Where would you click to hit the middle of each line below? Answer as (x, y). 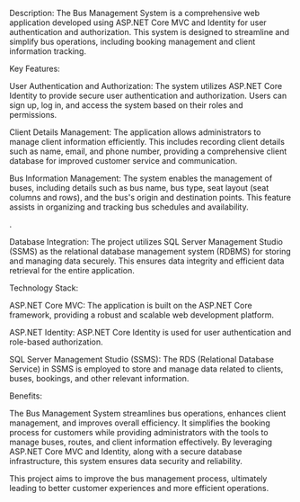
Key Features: (35, 68)
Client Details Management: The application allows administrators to (135, 132)
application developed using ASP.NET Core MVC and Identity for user (138, 22)
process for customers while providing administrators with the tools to (139, 432)
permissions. (33, 115)
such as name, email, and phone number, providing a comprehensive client (148, 151)
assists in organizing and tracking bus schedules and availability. (129, 207)
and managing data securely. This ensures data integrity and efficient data (147, 261)
